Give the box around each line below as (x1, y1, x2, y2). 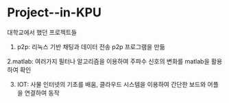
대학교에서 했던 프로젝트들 (7, 28, 77, 36)
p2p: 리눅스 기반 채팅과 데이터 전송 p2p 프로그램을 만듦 (16, 42, 166, 50)
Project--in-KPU (7, 5, 101, 20)
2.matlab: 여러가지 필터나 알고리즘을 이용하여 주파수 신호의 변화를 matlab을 (7, 57, 210, 65)
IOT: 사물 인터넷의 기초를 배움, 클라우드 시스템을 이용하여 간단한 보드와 (16, 80, 206, 88)
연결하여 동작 (24, 89, 60, 97)
